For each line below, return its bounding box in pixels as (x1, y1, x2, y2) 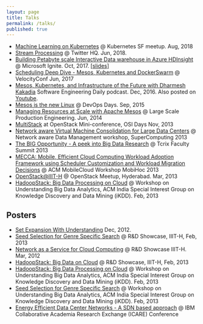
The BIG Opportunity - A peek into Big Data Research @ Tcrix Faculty (15, 140, 190, 147)
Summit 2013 (15, 147, 49, 154)
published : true (6, 26, 48, 32)
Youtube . (15, 95, 38, 102)
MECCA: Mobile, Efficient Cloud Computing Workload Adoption (15, 153, 174, 161)
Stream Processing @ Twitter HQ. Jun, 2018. (15, 50, 127, 57)
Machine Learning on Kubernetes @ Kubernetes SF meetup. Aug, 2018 (15, 43, 193, 50)
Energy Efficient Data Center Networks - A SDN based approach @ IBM (15, 304, 195, 312)
